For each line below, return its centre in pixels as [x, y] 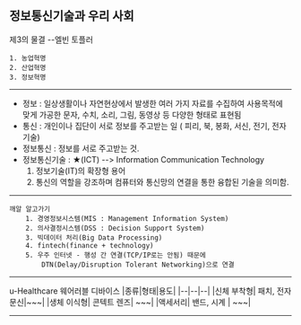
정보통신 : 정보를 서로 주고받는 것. [81, 148]
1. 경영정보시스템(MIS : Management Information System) [127, 218]
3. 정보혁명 [28, 77]
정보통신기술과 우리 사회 [72, 16]
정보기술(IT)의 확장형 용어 [81, 171]
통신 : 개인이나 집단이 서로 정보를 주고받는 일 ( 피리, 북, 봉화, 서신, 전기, [146, 126]
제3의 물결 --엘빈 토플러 [52, 40]
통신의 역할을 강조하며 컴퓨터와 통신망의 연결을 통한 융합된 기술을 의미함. [162, 181]
